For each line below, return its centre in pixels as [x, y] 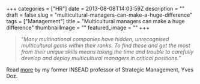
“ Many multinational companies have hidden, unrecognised [95, 39]
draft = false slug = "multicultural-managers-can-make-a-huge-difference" [99, 15]
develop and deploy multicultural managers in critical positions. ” [101, 58]
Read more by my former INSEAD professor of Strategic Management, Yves [100, 70]
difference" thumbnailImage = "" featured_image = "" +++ [78, 27]
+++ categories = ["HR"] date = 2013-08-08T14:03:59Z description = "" [95, 9]
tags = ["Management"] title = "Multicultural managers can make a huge [95, 21]
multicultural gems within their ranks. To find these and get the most [105, 45]
